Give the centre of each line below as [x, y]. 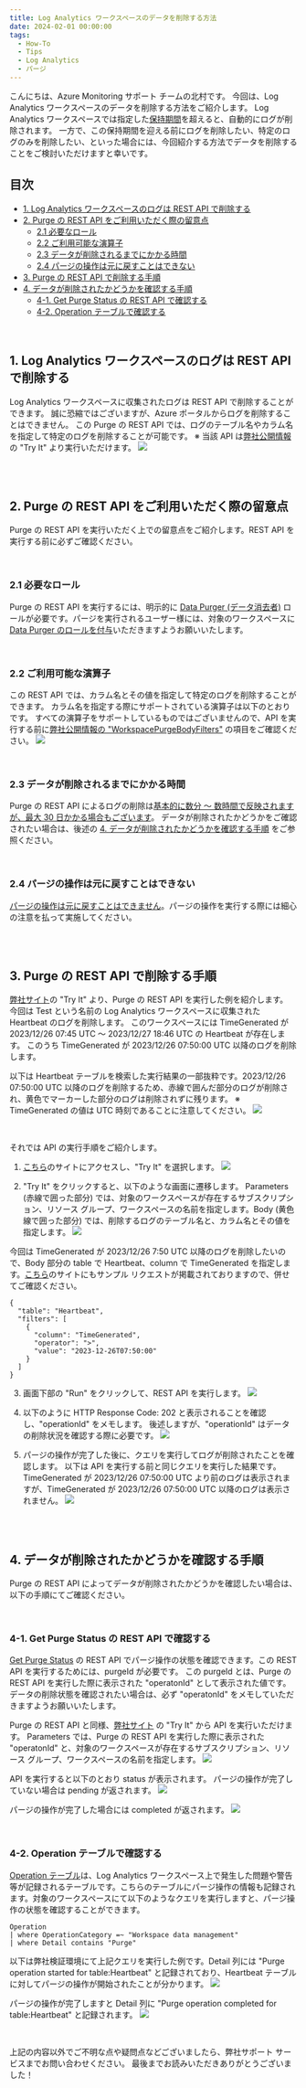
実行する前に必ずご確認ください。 [74, 541]
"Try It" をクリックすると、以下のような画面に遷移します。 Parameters [156, 1187]
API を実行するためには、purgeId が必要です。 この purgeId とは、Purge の [151, 1672]
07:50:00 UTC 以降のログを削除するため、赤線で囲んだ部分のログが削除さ [149, 1088]
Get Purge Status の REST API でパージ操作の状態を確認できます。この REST [153, 1660]
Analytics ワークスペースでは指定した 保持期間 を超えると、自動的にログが [147, 119]
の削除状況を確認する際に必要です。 [90, 1435]
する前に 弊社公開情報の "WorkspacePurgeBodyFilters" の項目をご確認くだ [157, 729]
